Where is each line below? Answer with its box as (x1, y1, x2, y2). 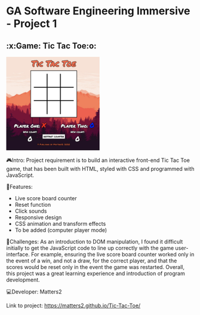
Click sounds (14, 207, 47, 215)
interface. (6, 251, 30, 258)
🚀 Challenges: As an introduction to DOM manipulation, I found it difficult (6, 238, 183, 245)
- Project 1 (6, 17, 57, 30)
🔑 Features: (6, 184, 33, 190)
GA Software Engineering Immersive (6, 4, 190, 18)
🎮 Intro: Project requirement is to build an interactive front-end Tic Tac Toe (6, 157, 190, 164)
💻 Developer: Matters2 (6, 288, 62, 295)
